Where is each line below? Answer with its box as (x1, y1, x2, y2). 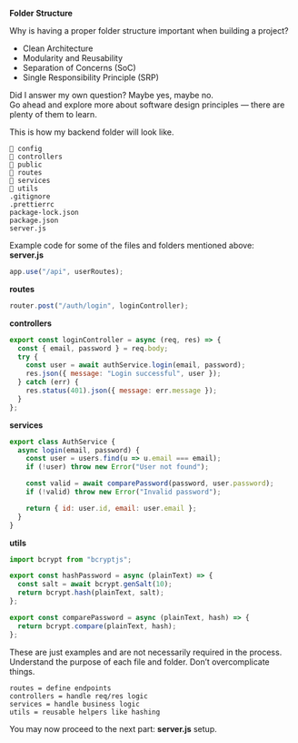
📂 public (9, 160, 43, 169)
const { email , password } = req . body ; (17, 343, 169, 353)
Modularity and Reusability (22, 53, 124, 63)
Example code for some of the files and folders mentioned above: (9, 240, 254, 250)
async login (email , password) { (17, 445, 141, 454)
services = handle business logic (9, 699, 141, 708)
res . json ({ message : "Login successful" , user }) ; (25, 369, 222, 379)
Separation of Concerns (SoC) (22, 63, 136, 73)
